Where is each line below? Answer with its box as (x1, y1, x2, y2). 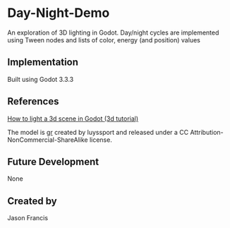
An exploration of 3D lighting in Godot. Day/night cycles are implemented (7, 28, 219, 37)
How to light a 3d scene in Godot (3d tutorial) (7, 114, 139, 123)
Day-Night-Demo (7, 5, 110, 21)
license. (89, 136, 113, 144)
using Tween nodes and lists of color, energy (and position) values (7, 35, 201, 44)
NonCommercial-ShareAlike (7, 136, 88, 144)
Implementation (7, 56, 79, 68)
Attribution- (190, 128, 224, 136)
